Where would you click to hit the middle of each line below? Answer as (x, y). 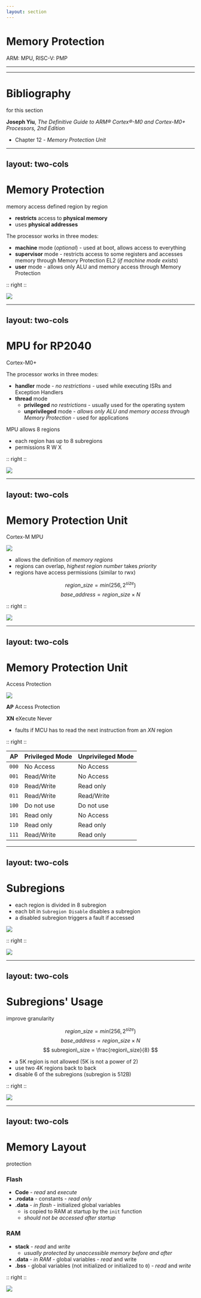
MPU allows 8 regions (33, 430)
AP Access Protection (33, 707)
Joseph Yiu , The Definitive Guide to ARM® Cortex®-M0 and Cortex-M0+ (96, 122)
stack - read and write (42, 1246)
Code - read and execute (46, 1193)
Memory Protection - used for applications (76, 418)
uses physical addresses (46, 224)
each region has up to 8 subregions (59, 441)
